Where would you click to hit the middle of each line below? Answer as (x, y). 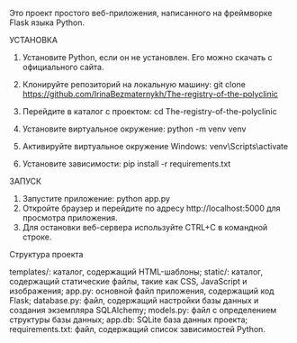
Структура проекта (46, 254)
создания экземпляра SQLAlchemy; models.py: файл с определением (143, 310)
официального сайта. (63, 67)
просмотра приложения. (70, 218)
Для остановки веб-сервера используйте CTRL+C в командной (145, 227)
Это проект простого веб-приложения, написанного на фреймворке (141, 13)
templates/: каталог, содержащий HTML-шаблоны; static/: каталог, (136, 272)
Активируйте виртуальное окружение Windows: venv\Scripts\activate (155, 146)
